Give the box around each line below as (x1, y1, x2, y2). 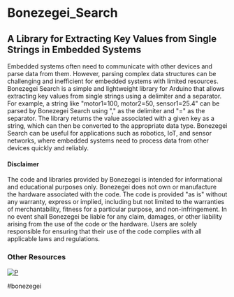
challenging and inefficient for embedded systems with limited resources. (7, 77, 219, 85)
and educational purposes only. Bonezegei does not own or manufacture (7, 183, 217, 191)
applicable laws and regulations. (7, 235, 100, 243)
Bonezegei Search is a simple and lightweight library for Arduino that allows (7, 85, 225, 92)
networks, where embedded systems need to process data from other (7, 136, 210, 145)
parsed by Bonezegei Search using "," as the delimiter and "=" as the (7, 107, 205, 115)
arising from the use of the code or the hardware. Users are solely (7, 220, 198, 229)
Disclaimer (7, 159, 40, 168)
